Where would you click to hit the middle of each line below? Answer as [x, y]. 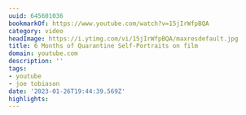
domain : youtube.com [44, 53]
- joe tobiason [34, 83]
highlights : [29, 99]
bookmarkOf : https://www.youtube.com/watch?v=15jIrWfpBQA [109, 23]
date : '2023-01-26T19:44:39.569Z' [67, 91]
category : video [36, 31]
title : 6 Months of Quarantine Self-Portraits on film [103, 46]
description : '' [36, 62]
